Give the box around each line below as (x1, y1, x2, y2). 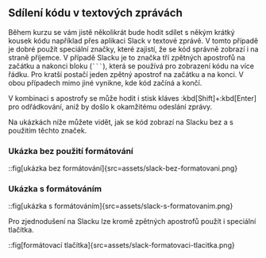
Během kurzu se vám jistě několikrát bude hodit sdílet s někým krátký (8, 27, 236, 37)
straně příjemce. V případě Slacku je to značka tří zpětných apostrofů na (8, 52, 245, 62)
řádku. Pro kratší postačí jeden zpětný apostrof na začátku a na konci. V (8, 69, 244, 79)
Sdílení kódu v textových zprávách (8, 6, 183, 20)
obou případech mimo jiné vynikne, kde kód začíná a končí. (8, 78, 202, 87)
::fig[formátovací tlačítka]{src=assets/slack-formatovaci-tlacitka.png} (8, 241, 236, 250)
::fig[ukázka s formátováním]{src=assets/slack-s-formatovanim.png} (8, 202, 233, 211)
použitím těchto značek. (8, 125, 87, 135)
